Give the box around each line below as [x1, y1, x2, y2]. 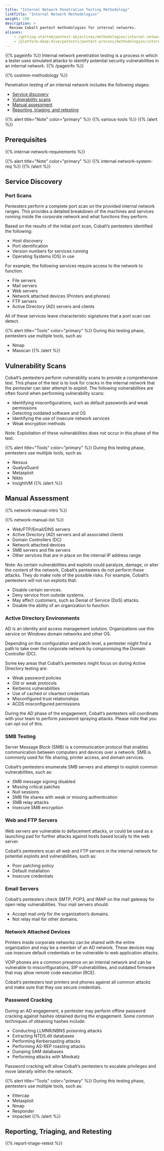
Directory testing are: [5, 666, 48, 672]
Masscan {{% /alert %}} [12, 348, 61, 354]
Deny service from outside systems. [12, 592, 85, 598]
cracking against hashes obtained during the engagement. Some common [5, 1013, 154, 1019]
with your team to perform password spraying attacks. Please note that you [5, 716, 157, 722]
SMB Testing [5, 733, 36, 740]
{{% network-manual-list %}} [5, 517, 64, 522]
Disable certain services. [12, 587, 62, 592]
